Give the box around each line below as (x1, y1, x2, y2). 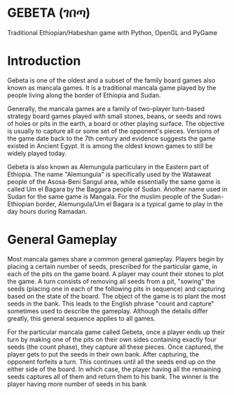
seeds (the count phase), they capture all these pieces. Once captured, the (7, 343, 224, 351)
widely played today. (7, 149, 67, 157)
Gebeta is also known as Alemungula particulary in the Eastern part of (7, 162, 209, 171)
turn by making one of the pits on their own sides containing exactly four (7, 335, 217, 343)
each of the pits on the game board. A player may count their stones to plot (7, 269, 224, 278)
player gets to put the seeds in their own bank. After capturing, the (7, 350, 200, 358)
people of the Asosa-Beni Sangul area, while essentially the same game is (7, 177, 221, 186)
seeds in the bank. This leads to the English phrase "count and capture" (7, 299, 215, 308)
